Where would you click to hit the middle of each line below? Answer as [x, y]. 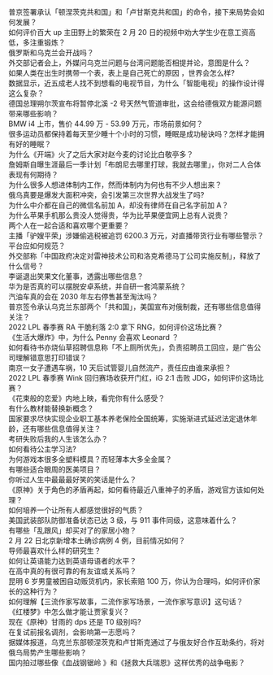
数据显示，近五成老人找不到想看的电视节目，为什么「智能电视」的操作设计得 [136, 83]
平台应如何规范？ [37, 246]
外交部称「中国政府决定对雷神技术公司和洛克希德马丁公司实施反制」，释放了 [135, 256]
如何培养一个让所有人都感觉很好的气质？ [76, 510]
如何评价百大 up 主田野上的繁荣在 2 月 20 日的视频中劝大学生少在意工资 [129, 32]
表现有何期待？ [33, 174]
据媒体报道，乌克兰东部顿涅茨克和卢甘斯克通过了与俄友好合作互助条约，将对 [136, 642]
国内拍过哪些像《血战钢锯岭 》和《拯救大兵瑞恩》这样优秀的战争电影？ [127, 662]
